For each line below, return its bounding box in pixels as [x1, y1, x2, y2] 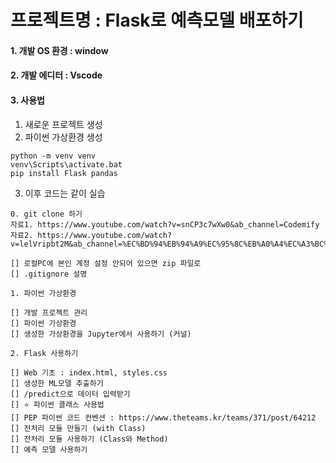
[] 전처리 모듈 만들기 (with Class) [10, 423, 147, 433]
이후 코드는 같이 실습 [24, 187, 106, 199]
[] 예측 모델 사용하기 [10, 444, 88, 455]
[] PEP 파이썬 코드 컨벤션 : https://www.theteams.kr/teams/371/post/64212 [10, 412, 317, 423]
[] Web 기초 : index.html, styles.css [10, 367, 168, 378]
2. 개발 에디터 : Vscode [10, 69, 103, 81]
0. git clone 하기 [10, 209, 83, 219]
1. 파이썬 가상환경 [10, 288, 77, 298]
